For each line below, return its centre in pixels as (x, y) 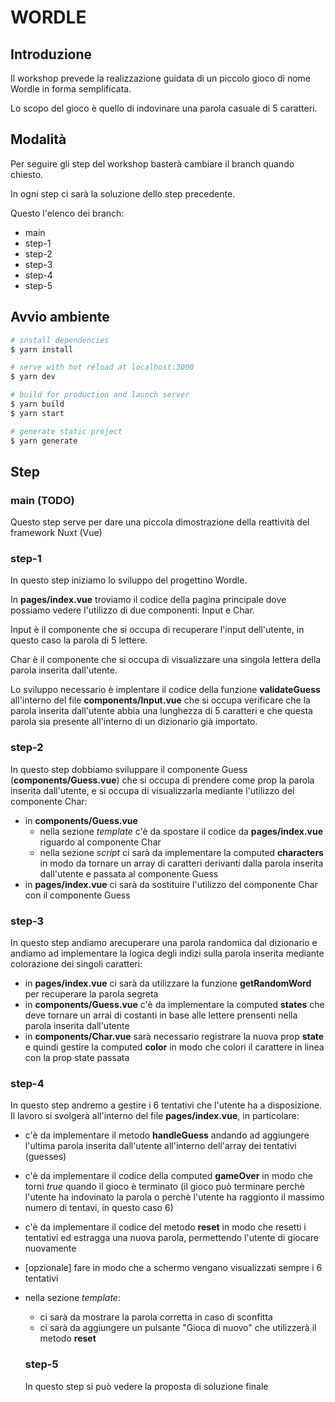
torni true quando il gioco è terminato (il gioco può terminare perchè (164, 1187)
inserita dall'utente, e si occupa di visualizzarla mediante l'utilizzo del (152, 790)
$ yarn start (37, 413)
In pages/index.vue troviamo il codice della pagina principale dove (148, 600)
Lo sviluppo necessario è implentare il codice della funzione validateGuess (165, 690)
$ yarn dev (33, 377)
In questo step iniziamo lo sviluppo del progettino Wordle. (129, 580)
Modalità (38, 139)
